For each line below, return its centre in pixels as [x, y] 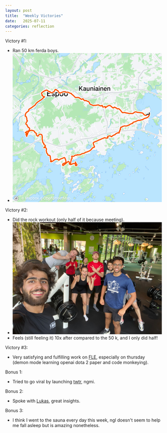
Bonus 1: [14, 372]
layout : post [19, 10]
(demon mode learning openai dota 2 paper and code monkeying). [81, 362]
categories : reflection [30, 26]
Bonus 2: [14, 391]
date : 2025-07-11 [25, 21]
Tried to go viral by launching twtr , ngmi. [54, 381]
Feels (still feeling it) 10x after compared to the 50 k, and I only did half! [85, 338]
